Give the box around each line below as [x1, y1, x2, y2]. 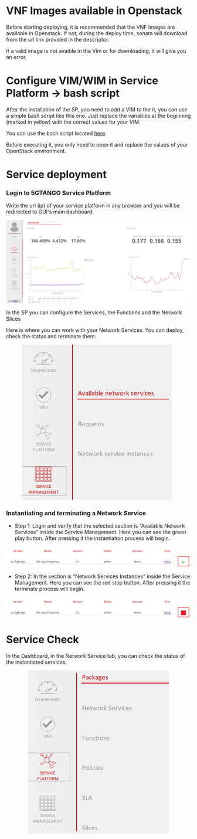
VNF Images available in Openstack [6, 4, 183, 18]
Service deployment [6, 168, 107, 181]
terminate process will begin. [14, 585, 85, 593]
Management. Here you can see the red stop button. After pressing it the [14, 579, 191, 586]
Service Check [6, 633, 79, 646]
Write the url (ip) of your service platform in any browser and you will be [6, 202, 180, 209]
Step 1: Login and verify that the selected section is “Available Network [14, 522, 185, 529]
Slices [6, 315, 21, 322]
